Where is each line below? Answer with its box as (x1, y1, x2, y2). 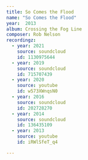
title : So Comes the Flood (6, 9, 74, 15)
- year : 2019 (11, 60, 45, 66)
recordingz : (6, 37, 36, 43)
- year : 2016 (11, 94, 45, 100)
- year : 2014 (11, 111, 45, 117)
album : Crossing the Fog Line (6, 26, 83, 32)
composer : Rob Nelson (6, 32, 61, 38)
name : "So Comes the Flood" (6, 15, 77, 21)
